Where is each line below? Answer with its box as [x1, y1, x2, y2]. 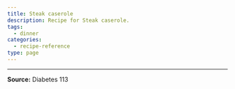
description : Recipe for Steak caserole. [7, 17, 130, 24]
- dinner [13, 29, 39, 37]
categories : [7, 36, 42, 43]
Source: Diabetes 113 [7, 75, 69, 83]
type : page [7, 50, 39, 57]
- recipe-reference [13, 43, 71, 50]
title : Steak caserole [7, 10, 73, 18]
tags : [7, 23, 23, 30]
